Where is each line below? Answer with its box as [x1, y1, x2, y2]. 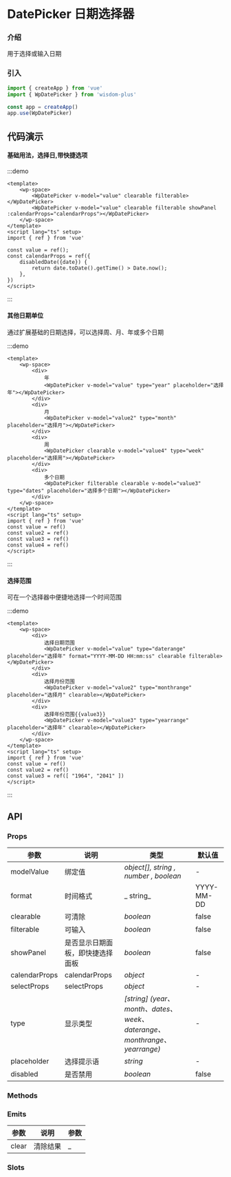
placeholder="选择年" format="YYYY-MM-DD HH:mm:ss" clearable [7, 653, 186, 660]
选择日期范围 [43, 639, 76, 646]
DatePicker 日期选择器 [7, 6, 135, 22]
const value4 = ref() [7, 542, 69, 549]
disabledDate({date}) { [19, 258, 88, 265]
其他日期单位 [7, 311, 43, 320]
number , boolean [124, 871, 181, 881]
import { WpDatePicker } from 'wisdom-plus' [7, 91, 137, 98]
